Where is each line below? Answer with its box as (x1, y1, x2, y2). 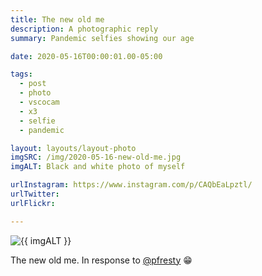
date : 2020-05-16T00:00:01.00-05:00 (10, 51, 163, 61)
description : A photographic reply (10, 24, 159, 34)
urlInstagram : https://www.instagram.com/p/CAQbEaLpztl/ (10, 180, 253, 190)
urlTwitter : (10, 189, 60, 199)
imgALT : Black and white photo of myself (10, 162, 186, 172)
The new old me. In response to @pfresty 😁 (10, 254, 193, 266)
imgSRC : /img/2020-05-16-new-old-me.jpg (10, 152, 182, 163)
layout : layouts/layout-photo (10, 143, 137, 153)
